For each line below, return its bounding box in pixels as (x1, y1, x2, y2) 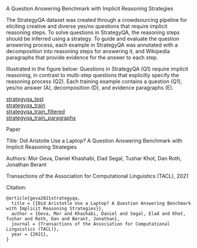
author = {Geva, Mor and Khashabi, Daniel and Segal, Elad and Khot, (11, 211, 186, 217)
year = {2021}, (11, 232, 49, 237)
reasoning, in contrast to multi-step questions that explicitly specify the (6, 72, 179, 78)
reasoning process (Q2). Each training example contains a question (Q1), (6, 78, 183, 85)
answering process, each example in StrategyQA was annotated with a (6, 41, 178, 48)
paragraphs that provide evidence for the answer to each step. (6, 54, 158, 61)
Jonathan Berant (6, 161, 47, 168)
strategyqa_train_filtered (6, 108, 65, 115)
